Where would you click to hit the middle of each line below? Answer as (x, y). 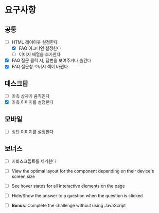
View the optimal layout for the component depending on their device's (83, 171)
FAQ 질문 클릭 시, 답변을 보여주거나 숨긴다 (51, 60)
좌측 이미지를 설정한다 (33, 102)
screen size (23, 176)
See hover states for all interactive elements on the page (68, 186)
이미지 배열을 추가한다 (40, 55)
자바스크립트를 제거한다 (34, 161)
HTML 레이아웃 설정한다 (35, 42)
